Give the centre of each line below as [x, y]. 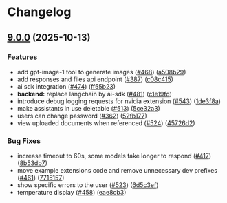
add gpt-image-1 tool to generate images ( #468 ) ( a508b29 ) [101, 72]
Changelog [39, 12]
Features [22, 57]
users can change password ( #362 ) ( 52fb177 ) [82, 116]
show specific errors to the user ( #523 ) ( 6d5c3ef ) [88, 185]
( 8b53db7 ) [32, 163]
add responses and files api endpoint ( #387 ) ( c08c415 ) [95, 79]
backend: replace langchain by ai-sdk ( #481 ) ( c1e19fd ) [94, 94]
